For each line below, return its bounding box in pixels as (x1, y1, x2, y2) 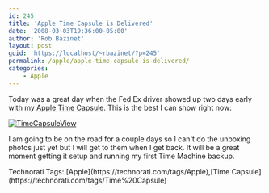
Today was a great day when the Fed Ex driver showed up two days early (8, 94, 253, 103)
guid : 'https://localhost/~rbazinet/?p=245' (8, 49, 161, 57)
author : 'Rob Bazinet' (8, 34, 85, 43)
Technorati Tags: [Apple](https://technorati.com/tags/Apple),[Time (8, 166, 230, 176)
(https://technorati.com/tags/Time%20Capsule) (8, 175, 167, 185)
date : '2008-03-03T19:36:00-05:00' (8, 27, 128, 35)
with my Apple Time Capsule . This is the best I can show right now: (8, 103, 232, 112)
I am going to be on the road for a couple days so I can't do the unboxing (8, 134, 251, 144)
